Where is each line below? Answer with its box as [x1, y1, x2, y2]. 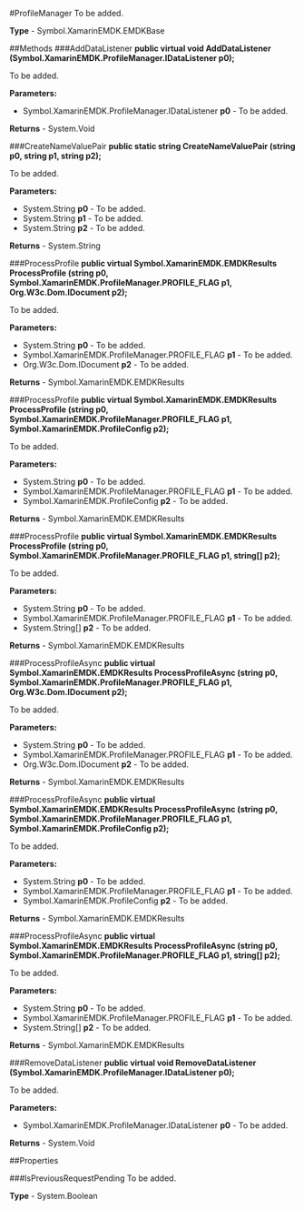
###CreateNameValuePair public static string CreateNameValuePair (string [9, 141, 296, 151]
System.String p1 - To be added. [22, 213, 143, 224]
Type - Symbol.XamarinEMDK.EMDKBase [9, 25, 165, 35]
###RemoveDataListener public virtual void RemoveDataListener [9, 1057, 257, 1068]
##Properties [9, 1155, 59, 1165]
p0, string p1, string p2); [9, 150, 102, 161]
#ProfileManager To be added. [9, 8, 124, 18]
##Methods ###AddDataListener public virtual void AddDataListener [9, 43, 271, 54]
